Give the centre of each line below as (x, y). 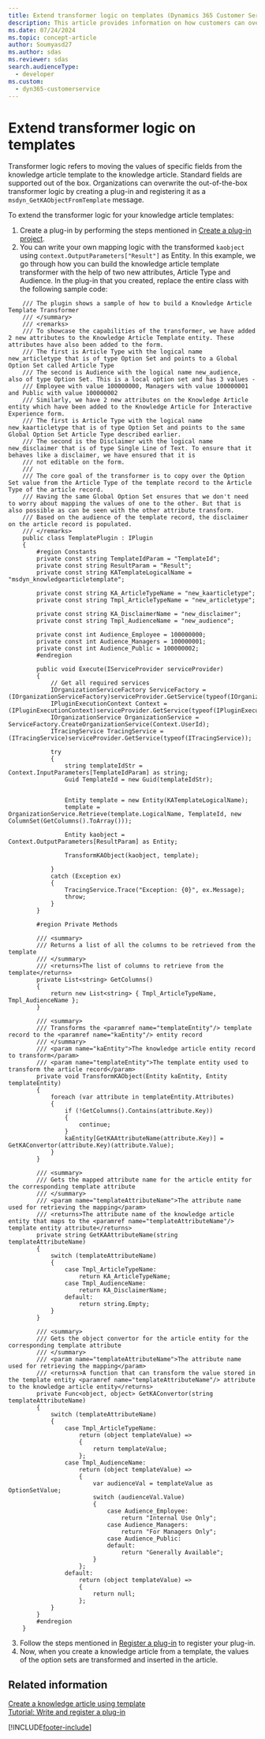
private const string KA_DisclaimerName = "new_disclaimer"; (139, 614)
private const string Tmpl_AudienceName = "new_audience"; (136, 621)
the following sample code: (63, 289)
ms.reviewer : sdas (38, 60)
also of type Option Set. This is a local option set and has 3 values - (132, 379)
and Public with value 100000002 (63, 394)
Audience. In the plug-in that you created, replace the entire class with (134, 281)
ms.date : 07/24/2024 (42, 30)
